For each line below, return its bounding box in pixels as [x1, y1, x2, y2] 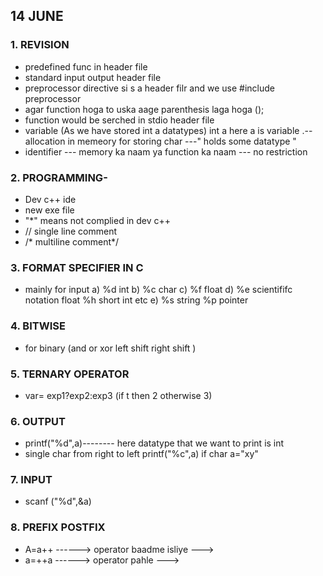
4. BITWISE [10, 319, 66, 333]
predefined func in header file [24, 60, 148, 73]
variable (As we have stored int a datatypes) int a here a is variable [24, 124, 300, 136]
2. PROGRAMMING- [10, 170, 108, 184]
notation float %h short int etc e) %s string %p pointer [24, 294, 249, 306]
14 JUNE [10, 8, 64, 25]
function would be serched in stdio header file [24, 114, 215, 126]
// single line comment [24, 225, 118, 237]
